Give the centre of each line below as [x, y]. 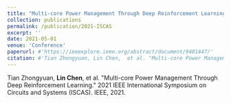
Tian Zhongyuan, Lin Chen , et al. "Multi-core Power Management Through [112, 78]
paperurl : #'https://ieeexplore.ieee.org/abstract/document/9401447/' [110, 52]
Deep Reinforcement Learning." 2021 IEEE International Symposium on [107, 85]
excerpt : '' [24, 33]
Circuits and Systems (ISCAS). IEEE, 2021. [66, 92]
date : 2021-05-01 [32, 39]
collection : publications [44, 20]
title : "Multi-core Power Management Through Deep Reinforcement [102, 13]
